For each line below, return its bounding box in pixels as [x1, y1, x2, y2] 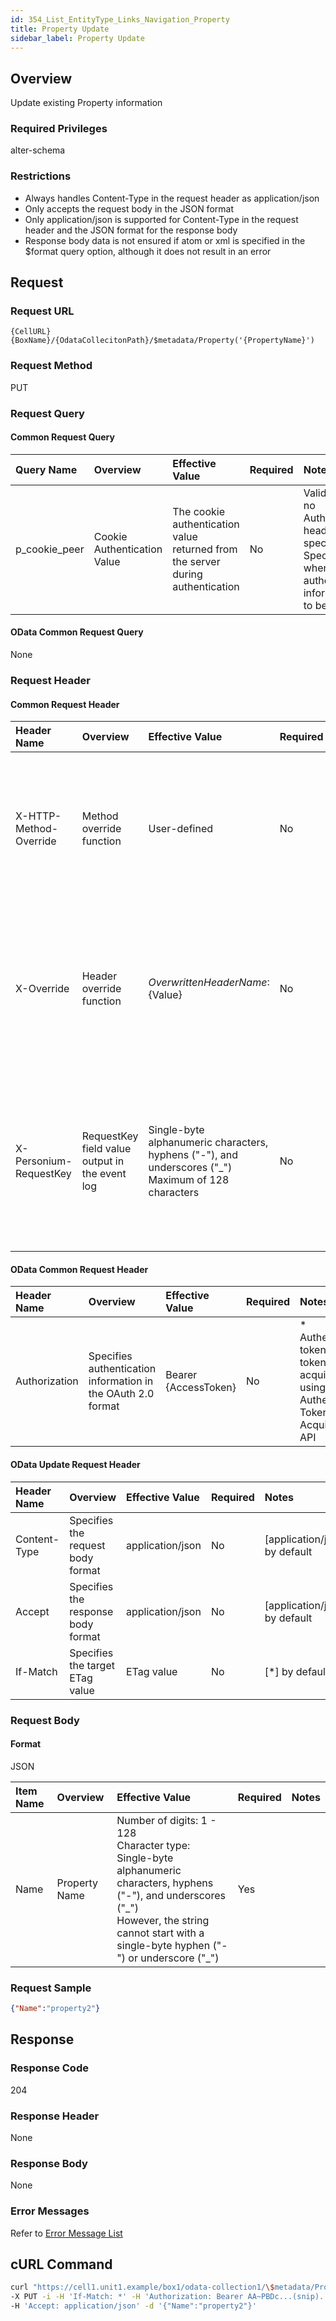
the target [69, 1658, 115, 1672]
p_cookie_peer [15, 542, 85, 556]
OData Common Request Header [10, 1263, 149, 1275]
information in [88, 1374, 154, 1388]
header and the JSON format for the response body [24, 224, 238, 236]
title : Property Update [10, 24, 110, 34]
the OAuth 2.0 [88, 1387, 155, 1401]
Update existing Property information [10, 97, 163, 109]
